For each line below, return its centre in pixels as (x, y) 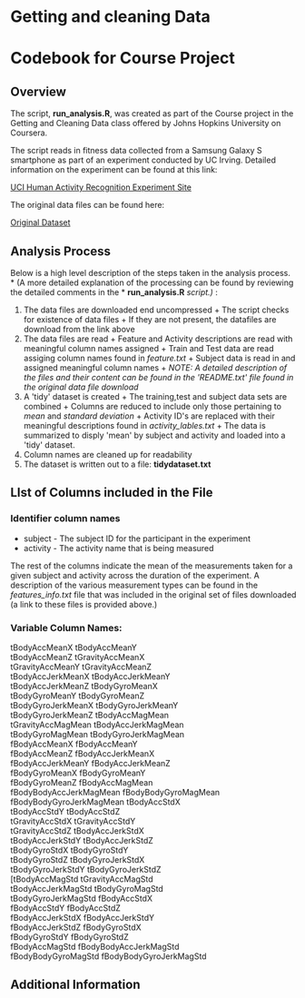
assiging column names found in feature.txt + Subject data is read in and (159, 358)
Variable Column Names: (66, 627)
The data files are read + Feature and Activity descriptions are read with (158, 339)
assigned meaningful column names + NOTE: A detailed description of (155, 368)
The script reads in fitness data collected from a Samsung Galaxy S (136, 151)
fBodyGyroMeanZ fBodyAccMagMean (82, 782)
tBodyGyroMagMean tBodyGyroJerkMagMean (98, 734)
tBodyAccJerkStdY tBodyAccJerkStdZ (82, 840)
